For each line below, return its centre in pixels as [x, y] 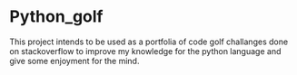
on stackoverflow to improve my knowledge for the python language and [145, 51]
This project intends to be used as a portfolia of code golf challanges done [149, 42]
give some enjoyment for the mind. [74, 61]
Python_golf [56, 17]
